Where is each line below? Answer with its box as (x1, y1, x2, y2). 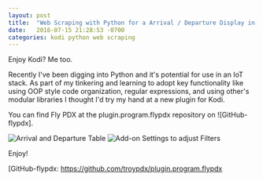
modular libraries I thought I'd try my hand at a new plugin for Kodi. (8, 95, 226, 104)
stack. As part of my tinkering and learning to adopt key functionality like (8, 78, 244, 88)
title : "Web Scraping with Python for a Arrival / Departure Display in (8, 19, 256, 27)
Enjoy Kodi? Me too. (8, 55, 73, 64)
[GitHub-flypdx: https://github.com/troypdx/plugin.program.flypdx (8, 164, 223, 173)
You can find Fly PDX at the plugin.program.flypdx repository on (8, 110, 217, 120)
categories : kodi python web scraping (8, 33, 135, 42)
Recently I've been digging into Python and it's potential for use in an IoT (8, 70, 244, 79)
